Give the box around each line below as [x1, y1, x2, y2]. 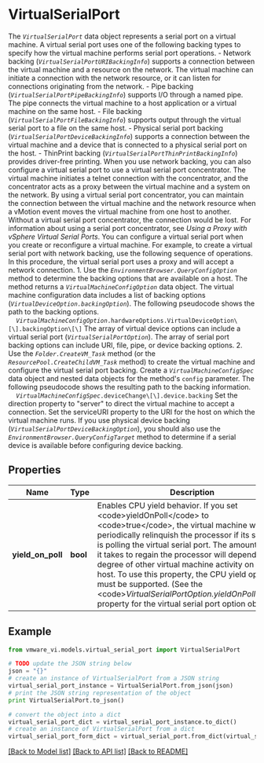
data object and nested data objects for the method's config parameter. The [8, 373, 255, 383]
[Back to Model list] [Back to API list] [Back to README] [8, 746, 189, 756]
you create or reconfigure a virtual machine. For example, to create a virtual [8, 240, 253, 249]
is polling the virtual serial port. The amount [97, 539, 258, 550]
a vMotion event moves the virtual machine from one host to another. [8, 207, 232, 216]
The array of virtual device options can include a [83, 324, 241, 333]
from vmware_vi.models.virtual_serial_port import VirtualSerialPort [8, 646, 241, 654]
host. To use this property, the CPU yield [97, 568, 247, 579]
